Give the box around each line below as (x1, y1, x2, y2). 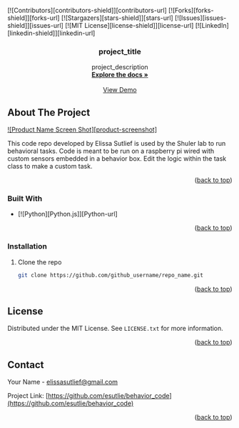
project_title (98, 46, 141, 56)
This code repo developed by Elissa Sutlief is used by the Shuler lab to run (7, 139, 226, 148)
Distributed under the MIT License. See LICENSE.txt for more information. (7, 324, 223, 333)
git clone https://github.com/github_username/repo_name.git (17, 272, 204, 279)
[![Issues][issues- (174, 14, 227, 22)
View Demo (103, 86, 137, 94)
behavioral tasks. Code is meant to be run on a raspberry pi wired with (7, 146, 215, 156)
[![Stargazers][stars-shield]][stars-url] (61, 14, 173, 22)
